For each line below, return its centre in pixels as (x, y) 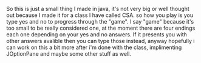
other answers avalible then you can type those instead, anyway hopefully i (101, 41)
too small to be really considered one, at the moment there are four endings (101, 28)
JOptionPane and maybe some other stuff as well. (69, 54)
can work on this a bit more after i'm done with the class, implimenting (94, 47)
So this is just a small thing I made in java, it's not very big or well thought (98, 9)
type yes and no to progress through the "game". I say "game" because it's (100, 22)
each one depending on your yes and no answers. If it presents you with (97, 35)
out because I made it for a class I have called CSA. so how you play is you (100, 15)
